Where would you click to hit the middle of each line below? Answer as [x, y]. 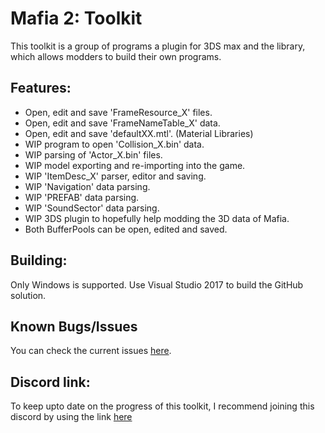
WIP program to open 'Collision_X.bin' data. [114, 144]
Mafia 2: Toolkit [76, 18]
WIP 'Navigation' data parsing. [87, 186]
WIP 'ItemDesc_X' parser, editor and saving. [115, 176]
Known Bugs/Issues [74, 326]
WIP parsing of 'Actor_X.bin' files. [93, 154]
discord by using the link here [71, 417]
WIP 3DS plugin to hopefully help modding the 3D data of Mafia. [157, 218]
